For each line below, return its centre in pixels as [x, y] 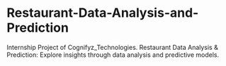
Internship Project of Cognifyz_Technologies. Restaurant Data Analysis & [113, 47]
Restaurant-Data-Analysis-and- [103, 13]
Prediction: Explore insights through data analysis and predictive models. [113, 55]
